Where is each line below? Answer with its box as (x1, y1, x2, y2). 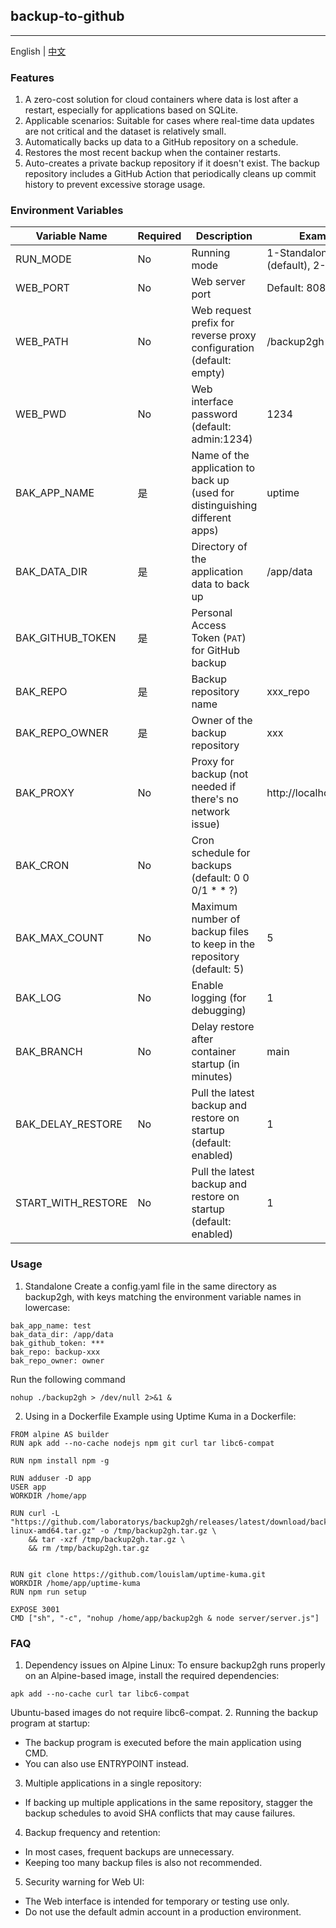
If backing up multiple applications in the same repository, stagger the (24, 1797, 313, 1808)
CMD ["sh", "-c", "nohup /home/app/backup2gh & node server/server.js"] (10, 1613, 320, 1623)
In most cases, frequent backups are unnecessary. (24, 1846, 235, 1858)
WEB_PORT (15, 281, 70, 295)
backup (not (191, 767, 249, 781)
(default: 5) (191, 962, 245, 976)
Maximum (191, 900, 238, 914)
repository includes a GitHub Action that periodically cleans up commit (24, 168, 317, 180)
